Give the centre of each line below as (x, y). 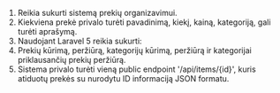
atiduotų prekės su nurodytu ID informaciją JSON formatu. (123, 78)
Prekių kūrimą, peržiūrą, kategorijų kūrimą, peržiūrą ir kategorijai (134, 50)
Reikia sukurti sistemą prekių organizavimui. (98, 13)
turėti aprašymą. (47, 31)
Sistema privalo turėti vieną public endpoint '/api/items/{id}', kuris (136, 69)
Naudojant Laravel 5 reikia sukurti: (80, 41)
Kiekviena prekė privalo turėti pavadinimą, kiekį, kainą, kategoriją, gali (144, 22)
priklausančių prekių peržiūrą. (72, 60)
